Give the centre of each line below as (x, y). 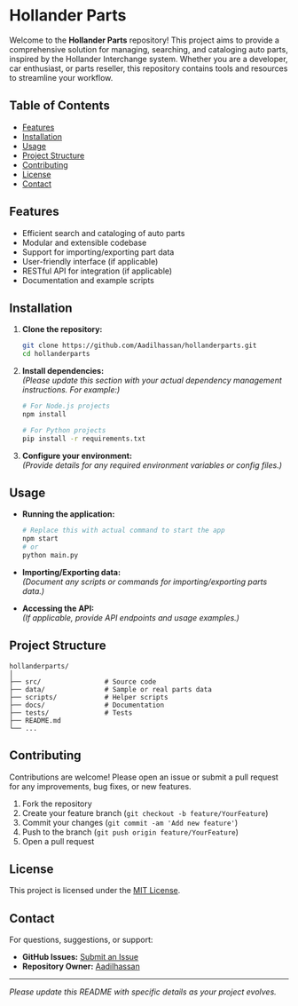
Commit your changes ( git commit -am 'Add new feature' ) (130, 822)
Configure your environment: (77, 455)
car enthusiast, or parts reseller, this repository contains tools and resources (149, 68)
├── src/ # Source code (83, 681)
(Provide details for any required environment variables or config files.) (152, 465)
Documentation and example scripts (88, 280)
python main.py (50, 556)
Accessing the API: (58, 608)
